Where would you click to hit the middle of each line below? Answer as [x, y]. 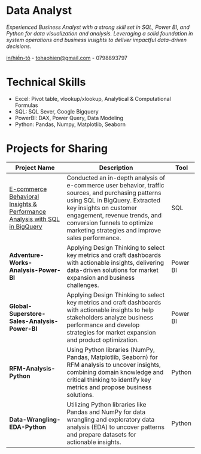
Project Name [35, 168]
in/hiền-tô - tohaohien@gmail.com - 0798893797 [67, 58]
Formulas [26, 105]
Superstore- [28, 313]
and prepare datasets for [101, 434]
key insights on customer [102, 208]
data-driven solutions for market [112, 270]
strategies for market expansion [111, 332]
